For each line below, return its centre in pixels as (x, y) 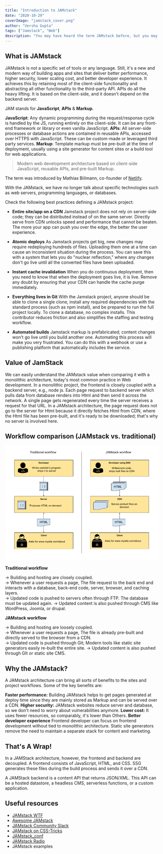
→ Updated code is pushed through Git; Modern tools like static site (73, 643)
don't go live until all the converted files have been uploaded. (73, 262)
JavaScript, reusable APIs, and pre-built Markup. (66, 168)
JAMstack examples (32, 846)
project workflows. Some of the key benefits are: (54, 686)
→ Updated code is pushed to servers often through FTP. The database (77, 598)
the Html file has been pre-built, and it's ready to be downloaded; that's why (81, 416)
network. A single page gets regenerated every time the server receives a (79, 400)
